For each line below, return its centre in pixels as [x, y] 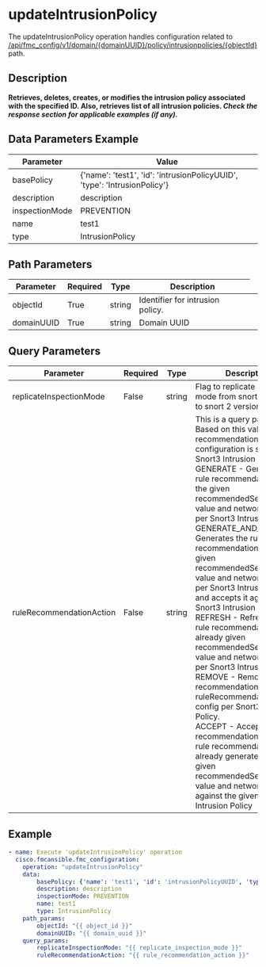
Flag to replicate [225, 387]
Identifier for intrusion [179, 300]
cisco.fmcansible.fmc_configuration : [78, 859]
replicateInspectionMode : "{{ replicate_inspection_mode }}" [140, 948]
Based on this [220, 430]
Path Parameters [50, 264]
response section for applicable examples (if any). [93, 114]
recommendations [229, 687]
